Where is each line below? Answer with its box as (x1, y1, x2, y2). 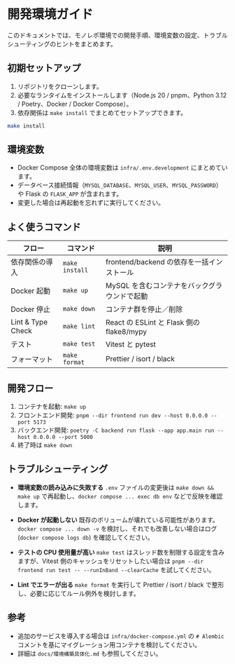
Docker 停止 (10, 304, 51, 314)
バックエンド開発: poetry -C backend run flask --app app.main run (17, 426, 215, 435)
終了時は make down (17, 441, 73, 449)
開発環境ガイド (7, 6, 94, 22)
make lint (62, 323, 96, 330)
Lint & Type (10, 317, 48, 327)
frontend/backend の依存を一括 (106, 257, 209, 267)
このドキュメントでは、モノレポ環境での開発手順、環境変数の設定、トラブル (7, 31, 228, 39)
